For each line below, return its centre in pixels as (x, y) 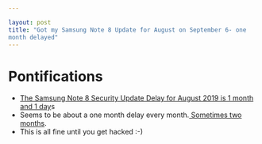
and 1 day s (37, 107)
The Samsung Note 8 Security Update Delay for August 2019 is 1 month (137, 98)
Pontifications (56, 76)
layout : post (30, 22)
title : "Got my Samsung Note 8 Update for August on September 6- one (127, 30)
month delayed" (33, 37)
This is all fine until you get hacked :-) (81, 132)
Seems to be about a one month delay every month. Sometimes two (131, 115)
